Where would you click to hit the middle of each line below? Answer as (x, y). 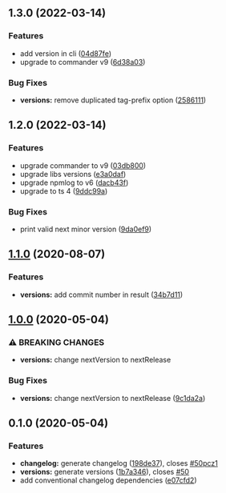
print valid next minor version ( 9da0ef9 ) (86, 229)
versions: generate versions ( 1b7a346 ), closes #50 (105, 472)
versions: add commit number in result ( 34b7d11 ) (101, 295)
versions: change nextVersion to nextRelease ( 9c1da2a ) (113, 398)
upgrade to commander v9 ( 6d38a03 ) (83, 62)
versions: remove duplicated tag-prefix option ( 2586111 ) (113, 100)
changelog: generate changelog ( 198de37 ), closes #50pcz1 (119, 463)
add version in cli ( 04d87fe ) (66, 53)
